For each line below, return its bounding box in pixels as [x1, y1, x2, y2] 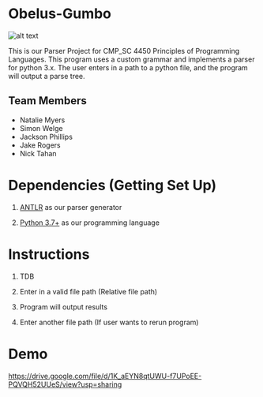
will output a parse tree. [8, 71, 85, 81]
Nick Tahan [19, 148, 57, 158]
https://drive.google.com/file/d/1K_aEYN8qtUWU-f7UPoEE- [8, 371, 202, 380]
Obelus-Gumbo [8, 5, 112, 23]
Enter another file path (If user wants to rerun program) [19, 317, 199, 327]
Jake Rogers [19, 140, 61, 150]
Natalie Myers [19, 115, 66, 125]
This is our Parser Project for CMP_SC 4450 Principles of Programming [8, 46, 240, 55]
